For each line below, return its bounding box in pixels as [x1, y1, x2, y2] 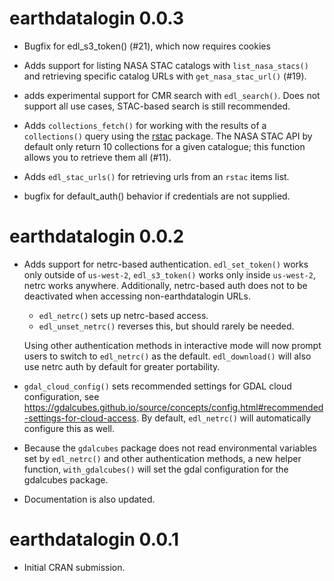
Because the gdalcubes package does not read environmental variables [23, 442, 317, 454]
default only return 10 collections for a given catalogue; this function [23, 140, 306, 152]
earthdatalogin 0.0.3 [9, 7, 185, 30]
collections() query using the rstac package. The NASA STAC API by [23, 130, 313, 142]
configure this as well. [23, 422, 115, 434]
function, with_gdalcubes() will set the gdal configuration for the [23, 463, 289, 475]
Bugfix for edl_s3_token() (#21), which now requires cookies [23, 40, 271, 52]
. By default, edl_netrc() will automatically [136, 412, 312, 424]
